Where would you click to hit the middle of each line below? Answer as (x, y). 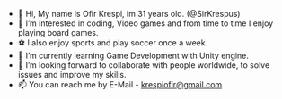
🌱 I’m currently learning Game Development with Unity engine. (133, 55)
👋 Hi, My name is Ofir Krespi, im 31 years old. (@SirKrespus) (129, 14)
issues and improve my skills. (72, 74)
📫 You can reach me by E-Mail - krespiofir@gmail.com (120, 84)
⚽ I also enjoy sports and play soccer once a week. (113, 43)
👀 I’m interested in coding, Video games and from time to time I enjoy (145, 23)
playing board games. (58, 33)
